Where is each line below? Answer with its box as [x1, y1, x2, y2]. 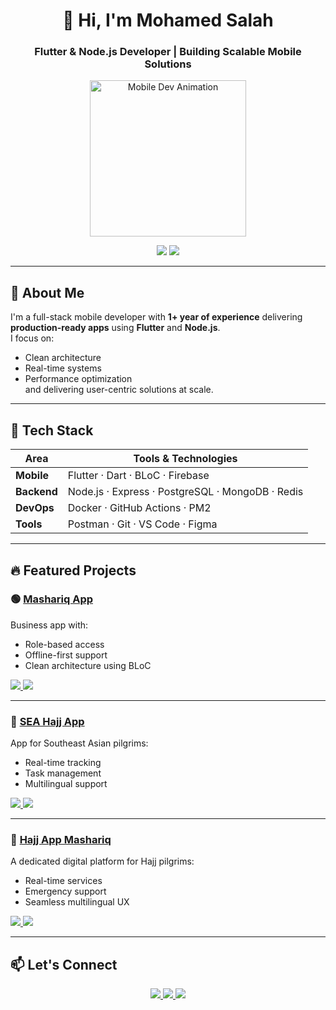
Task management [24, 767, 102, 779]
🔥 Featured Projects [10, 562, 137, 579]
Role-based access [24, 638, 105, 650]
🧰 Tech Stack [10, 422, 94, 439]
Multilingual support [24, 778, 108, 790]
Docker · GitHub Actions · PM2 [67, 501, 212, 515]
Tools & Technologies [133, 452, 238, 466]
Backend [15, 485, 58, 499]
